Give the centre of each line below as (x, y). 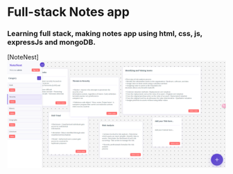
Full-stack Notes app (68, 12)
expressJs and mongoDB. (51, 42)
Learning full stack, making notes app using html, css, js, (105, 34)
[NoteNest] (23, 57)
